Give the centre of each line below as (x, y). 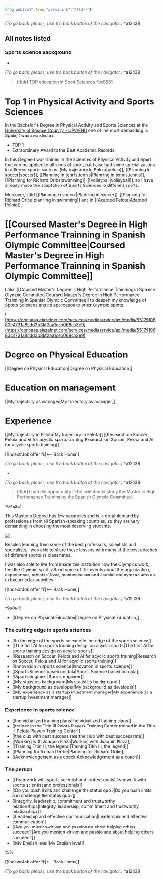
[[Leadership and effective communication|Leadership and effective (80, 816)
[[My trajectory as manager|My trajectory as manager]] (60, 402)
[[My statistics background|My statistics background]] (66, 682)
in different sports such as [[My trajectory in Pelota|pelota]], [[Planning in (78, 170)
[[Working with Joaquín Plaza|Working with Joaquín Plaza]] (71, 741)
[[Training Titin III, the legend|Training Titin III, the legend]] (70, 746)
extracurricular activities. (30, 580)
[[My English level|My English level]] (48, 843)
